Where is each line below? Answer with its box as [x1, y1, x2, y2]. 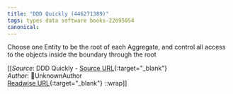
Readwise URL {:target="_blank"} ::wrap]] [7, 79, 127, 88]
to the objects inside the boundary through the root [7, 50, 157, 59]
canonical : [7, 23, 40, 30]
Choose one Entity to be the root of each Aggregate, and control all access [7, 43, 226, 52]
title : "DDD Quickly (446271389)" [7, 10, 110, 18]
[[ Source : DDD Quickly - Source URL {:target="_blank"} [7, 64, 168, 73]
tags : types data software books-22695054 [7, 17, 135, 24]
